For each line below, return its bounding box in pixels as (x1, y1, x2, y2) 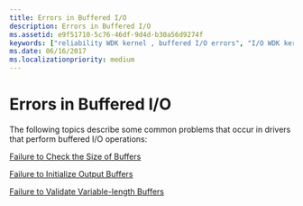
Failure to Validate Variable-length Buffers (9, 186, 165, 197)
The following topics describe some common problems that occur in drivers (9, 124, 291, 135)
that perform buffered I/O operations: (9, 133, 148, 145)
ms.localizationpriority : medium (9, 55, 135, 64)
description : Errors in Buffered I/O (9, 22, 151, 31)
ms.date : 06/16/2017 (9, 47, 87, 56)
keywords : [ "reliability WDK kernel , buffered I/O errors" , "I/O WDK (9, 38, 280, 48)
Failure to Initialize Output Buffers (9, 168, 133, 179)
